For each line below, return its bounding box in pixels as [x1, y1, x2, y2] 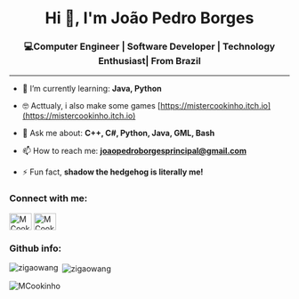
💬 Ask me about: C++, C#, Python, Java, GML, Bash [21, 128, 215, 139]
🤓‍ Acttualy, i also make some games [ [21, 101, 161, 111]
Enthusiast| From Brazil [97, 55, 202, 68]
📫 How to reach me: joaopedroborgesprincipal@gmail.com [21, 146, 247, 157]
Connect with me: [9, 192, 88, 205]
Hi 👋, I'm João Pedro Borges [44, 8, 255, 28]
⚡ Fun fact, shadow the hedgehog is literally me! [21, 166, 204, 177]
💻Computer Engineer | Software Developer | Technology [23, 40, 276, 53]
